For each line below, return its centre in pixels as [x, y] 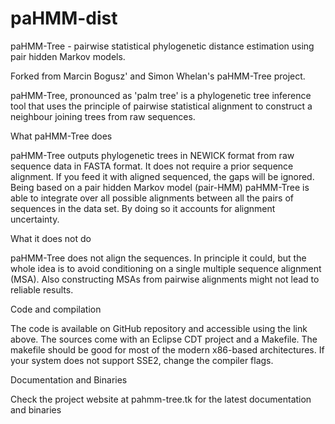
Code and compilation [56, 309]
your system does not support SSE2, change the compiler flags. [142, 360]
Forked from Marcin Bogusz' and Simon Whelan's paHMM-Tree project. [158, 76]
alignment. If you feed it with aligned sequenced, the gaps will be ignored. [162, 176]
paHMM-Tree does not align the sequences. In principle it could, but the [158, 258]
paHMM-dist [64, 18]
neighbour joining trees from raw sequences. [103, 116]
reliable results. [42, 289]
